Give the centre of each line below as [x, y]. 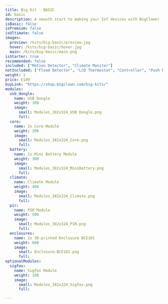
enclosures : [22, 233]
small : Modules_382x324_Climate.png [56, 196]
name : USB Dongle [32, 98]
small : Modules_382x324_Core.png [53, 140]
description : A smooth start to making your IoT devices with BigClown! [82, 19]
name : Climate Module [36, 182]
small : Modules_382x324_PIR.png [52, 224]
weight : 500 [26, 215]
